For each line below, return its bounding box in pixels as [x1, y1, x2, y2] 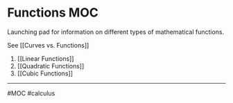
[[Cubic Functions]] [17, 69, 73, 77]
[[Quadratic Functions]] [17, 62, 85, 70]
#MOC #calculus [7, 88, 55, 97]
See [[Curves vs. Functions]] [7, 41, 89, 49]
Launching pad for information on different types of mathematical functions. [7, 28, 225, 36]
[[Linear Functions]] [17, 54, 74, 63]
